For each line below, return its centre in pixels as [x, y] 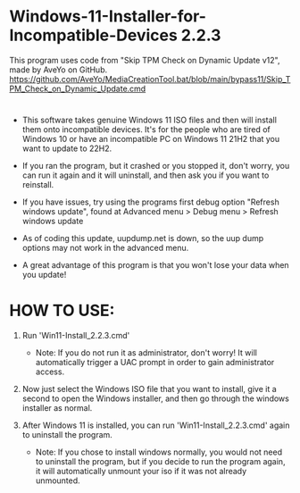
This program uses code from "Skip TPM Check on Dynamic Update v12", [145, 60]
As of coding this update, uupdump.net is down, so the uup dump [143, 238]
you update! [44, 275]
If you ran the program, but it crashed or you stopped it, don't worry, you [156, 166]
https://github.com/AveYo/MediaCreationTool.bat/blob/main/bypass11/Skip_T [150, 79]
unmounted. [58, 480]
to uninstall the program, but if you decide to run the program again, [160, 462]
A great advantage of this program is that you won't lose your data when [155, 265]
